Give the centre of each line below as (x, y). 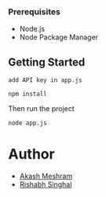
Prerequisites (34, 12)
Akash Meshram (46, 177)
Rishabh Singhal (46, 184)
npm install (27, 94)
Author (31, 154)
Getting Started (47, 62)
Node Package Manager (59, 37)
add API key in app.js (45, 80)
